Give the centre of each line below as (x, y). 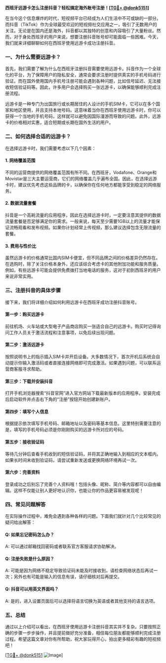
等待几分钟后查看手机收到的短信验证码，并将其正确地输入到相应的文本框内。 (83, 454)
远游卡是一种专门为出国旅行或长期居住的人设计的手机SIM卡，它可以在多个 (81, 104)
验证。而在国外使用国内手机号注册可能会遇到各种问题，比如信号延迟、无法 (81, 81)
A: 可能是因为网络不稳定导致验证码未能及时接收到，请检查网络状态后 (75, 571)
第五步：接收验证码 (25, 442)
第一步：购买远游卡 (25, 314)
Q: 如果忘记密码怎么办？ (30, 534)
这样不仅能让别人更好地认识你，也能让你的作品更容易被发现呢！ (79, 490)
